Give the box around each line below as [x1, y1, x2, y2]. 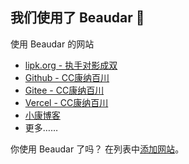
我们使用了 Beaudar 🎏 [10, 9, 145, 27]
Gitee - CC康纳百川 [24, 84, 105, 96]
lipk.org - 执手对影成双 [24, 59, 118, 71]
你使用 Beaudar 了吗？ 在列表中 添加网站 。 [10, 143, 185, 155]
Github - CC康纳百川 [24, 71, 110, 83]
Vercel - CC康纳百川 [24, 96, 109, 108]
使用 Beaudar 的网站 [10, 38, 95, 50]
